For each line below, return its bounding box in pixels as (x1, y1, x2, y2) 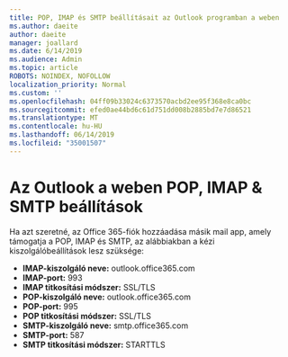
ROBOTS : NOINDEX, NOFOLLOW (9, 72, 111, 81)
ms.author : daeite (9, 22, 78, 31)
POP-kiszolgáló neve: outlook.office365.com (22, 291, 192, 302)
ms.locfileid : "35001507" (9, 138, 106, 147)
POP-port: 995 (22, 300, 78, 311)
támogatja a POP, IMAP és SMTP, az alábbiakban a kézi (9, 236, 215, 246)
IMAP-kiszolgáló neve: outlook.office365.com (22, 263, 195, 273)
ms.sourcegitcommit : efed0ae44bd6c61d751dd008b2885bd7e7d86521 (9, 105, 252, 114)
